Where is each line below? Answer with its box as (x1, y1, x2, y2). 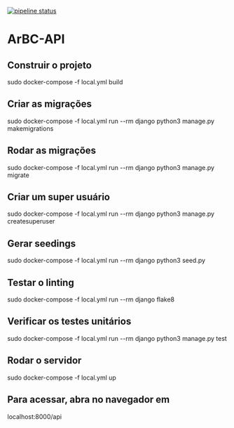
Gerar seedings (7, 238, 76, 249)
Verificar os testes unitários (7, 316, 132, 328)
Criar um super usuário (7, 191, 111, 203)
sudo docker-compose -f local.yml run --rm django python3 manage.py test (7, 334, 228, 342)
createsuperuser (7, 217, 55, 226)
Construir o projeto (7, 59, 92, 71)
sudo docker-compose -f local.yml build (7, 78, 123, 86)
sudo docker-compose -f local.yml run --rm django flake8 (7, 295, 175, 304)
